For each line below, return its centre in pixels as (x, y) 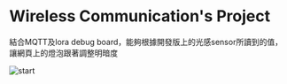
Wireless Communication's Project (140, 16)
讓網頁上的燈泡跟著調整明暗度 (63, 53)
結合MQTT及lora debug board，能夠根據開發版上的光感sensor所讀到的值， (146, 42)
